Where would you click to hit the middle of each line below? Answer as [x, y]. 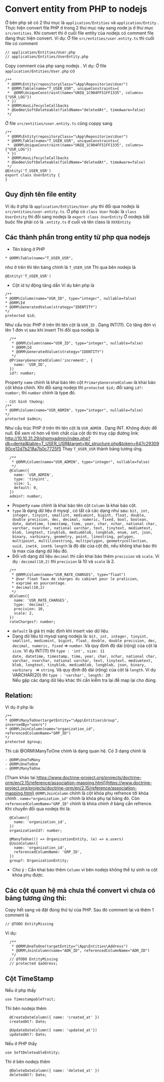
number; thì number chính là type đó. [40, 392]
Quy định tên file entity [41, 194]
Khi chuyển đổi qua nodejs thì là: [38, 809]
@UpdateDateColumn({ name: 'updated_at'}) [53, 1030]
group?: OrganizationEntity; [39, 861]
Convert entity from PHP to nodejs [76, 9]
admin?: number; [26, 496]
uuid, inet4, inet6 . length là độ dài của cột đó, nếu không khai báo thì [84, 546]
